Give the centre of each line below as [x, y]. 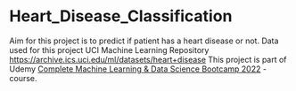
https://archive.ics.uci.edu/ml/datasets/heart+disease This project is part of [148, 59]
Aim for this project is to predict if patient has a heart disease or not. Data [144, 41]
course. [23, 78]
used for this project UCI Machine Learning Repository [109, 49]
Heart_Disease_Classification [121, 16]
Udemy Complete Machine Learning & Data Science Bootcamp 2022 [135, 69]
